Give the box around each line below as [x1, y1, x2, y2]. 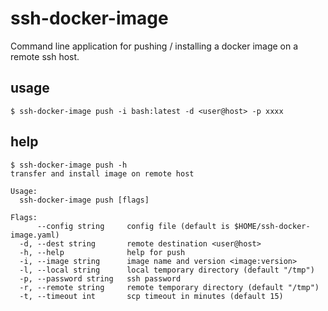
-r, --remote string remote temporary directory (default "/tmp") [19, 282, 320, 292]
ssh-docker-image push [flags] [19, 195, 150, 205]
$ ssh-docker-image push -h [10, 160, 128, 170]
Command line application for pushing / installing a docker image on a [10, 40, 299, 52]
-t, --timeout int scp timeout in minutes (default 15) [19, 291, 284, 301]
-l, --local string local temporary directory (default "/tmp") [19, 265, 315, 275]
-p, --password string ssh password [19, 273, 182, 284]
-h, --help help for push [19, 247, 186, 257]
